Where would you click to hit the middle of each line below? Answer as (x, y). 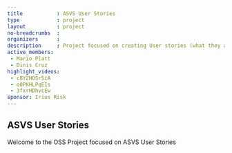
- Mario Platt (30, 59)
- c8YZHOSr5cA (30, 78)
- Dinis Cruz (29, 65)
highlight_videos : (33, 71)
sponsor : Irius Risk (37, 98)
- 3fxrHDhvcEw (30, 91)
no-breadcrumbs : (33, 33)
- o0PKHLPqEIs (30, 84)
